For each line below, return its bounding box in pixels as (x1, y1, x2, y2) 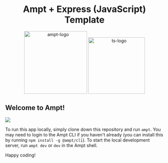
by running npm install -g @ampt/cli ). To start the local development (5, 137, 150, 143)
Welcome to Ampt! (5, 104, 65, 112)
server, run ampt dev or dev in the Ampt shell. (5, 142, 98, 148)
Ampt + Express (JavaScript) (23, 4, 146, 15)
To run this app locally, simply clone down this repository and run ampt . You (5, 126, 161, 132)
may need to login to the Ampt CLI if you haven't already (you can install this (5, 131, 163, 137)
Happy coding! (5, 152, 36, 158)
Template (64, 14, 105, 26)
